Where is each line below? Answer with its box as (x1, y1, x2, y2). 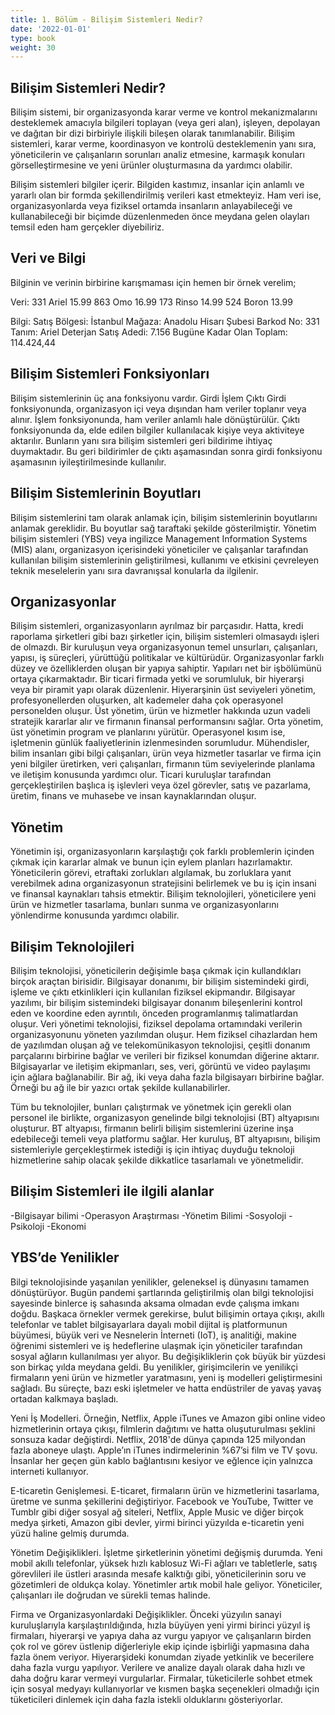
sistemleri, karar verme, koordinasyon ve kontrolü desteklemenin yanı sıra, (10, 138, 317, 150)
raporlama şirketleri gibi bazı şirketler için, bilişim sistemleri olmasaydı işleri (10, 631, 320, 643)
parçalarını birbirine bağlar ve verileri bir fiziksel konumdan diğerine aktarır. (10, 1049, 320, 1061)
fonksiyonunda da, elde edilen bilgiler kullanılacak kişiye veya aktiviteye (10, 424, 305, 436)
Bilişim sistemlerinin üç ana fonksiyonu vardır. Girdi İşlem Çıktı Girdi (10, 392, 287, 404)
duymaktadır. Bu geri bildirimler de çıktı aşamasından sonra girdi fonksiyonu (10, 445, 323, 457)
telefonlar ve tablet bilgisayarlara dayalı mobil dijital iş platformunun (10, 1318, 288, 1330)
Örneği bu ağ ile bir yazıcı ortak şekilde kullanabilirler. (10, 1081, 231, 1093)
